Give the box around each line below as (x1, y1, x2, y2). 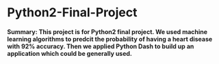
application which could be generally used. (7, 49, 132, 57)
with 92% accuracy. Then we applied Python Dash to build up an (7, 42, 194, 50)
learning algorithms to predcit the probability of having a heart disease (7, 35, 213, 43)
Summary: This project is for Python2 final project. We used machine (7, 27, 207, 35)
